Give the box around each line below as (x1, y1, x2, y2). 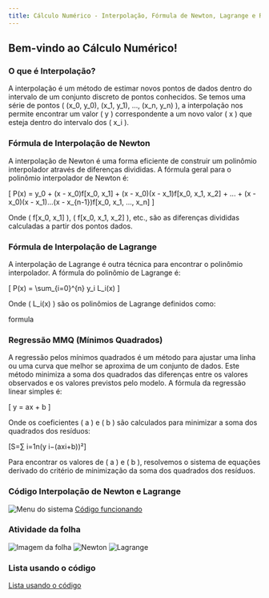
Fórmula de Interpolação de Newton (8, 138, 151, 149)
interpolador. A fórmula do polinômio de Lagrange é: (8, 268, 181, 277)
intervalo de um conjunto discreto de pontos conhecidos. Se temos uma (8, 92, 246, 102)
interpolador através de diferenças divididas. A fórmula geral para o (8, 164, 232, 174)
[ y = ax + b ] (8, 402, 51, 412)
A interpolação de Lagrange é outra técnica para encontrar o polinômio (8, 259, 243, 269)
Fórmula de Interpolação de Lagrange (8, 241, 158, 253)
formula (8, 314, 34, 324)
